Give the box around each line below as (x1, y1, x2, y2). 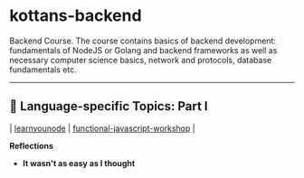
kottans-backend (9, 5, 142, 26)
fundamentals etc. (9, 64, 77, 75)
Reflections (9, 140, 54, 151)
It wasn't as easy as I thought (22, 157, 136, 168)
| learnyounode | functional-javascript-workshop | (9, 123, 196, 134)
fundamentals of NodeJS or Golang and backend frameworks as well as (9, 44, 278, 55)
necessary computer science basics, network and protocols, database (9, 54, 272, 65)
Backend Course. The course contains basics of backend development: (9, 35, 276, 46)
